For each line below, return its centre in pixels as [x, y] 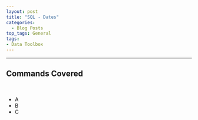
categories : [21, 22]
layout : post [22, 11]
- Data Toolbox [25, 45]
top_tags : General [29, 34]
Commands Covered [45, 74]
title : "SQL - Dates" [33, 17]
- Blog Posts [27, 28]
